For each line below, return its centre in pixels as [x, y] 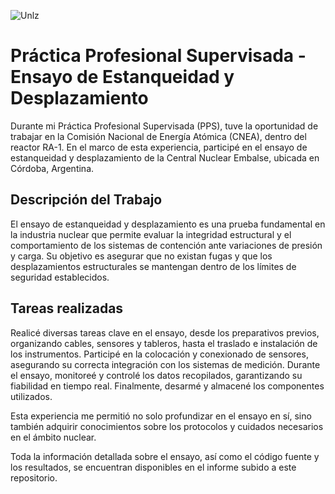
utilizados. [31, 396]
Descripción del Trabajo [86, 200]
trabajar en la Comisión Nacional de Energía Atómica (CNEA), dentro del [158, 136]
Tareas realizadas [67, 308]
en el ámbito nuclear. [53, 437]
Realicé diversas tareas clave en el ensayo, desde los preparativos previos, [165, 332]
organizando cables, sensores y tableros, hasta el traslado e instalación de [164, 343]
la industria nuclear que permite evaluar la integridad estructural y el [151, 234]
